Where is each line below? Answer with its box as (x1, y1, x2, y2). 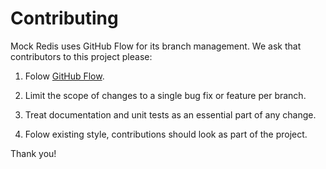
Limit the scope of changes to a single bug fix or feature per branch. (24, 89, 307, 101)
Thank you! (10, 147, 57, 159)
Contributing (10, 7, 119, 30)
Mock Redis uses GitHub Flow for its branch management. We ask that (10, 40, 302, 52)
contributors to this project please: (10, 50, 153, 62)
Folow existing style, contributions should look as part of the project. (24, 128, 308, 140)
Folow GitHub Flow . (24, 70, 105, 82)
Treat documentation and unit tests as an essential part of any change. (24, 108, 317, 121)
